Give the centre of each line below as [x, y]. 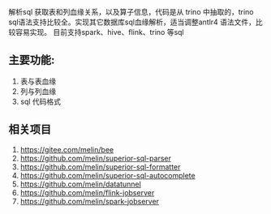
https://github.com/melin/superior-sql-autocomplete [108, 175]
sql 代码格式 [41, 101]
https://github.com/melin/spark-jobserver [90, 201]
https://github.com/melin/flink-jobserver [87, 192]
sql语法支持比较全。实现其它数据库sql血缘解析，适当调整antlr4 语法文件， [132, 22]
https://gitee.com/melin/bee [67, 149]
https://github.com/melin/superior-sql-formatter [100, 167]
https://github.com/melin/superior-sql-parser [96, 158]
